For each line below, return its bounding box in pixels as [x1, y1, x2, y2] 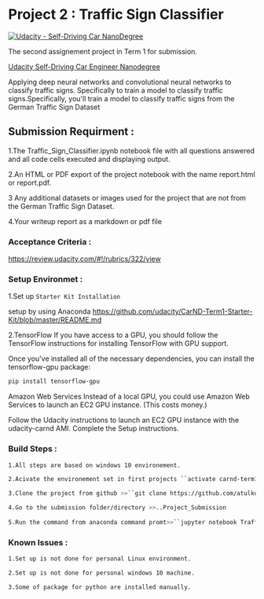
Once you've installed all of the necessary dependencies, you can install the [8, 354, 255, 363]
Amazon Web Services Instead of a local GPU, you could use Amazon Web [8, 391, 250, 402]
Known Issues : [8, 537, 68, 548]
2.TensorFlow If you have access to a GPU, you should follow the [8, 330, 218, 340]
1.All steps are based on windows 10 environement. [8, 461, 181, 469]
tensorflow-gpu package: [8, 362, 91, 372]
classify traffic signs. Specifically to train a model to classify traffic [8, 85, 224, 95]
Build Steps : [8, 443, 57, 454]
